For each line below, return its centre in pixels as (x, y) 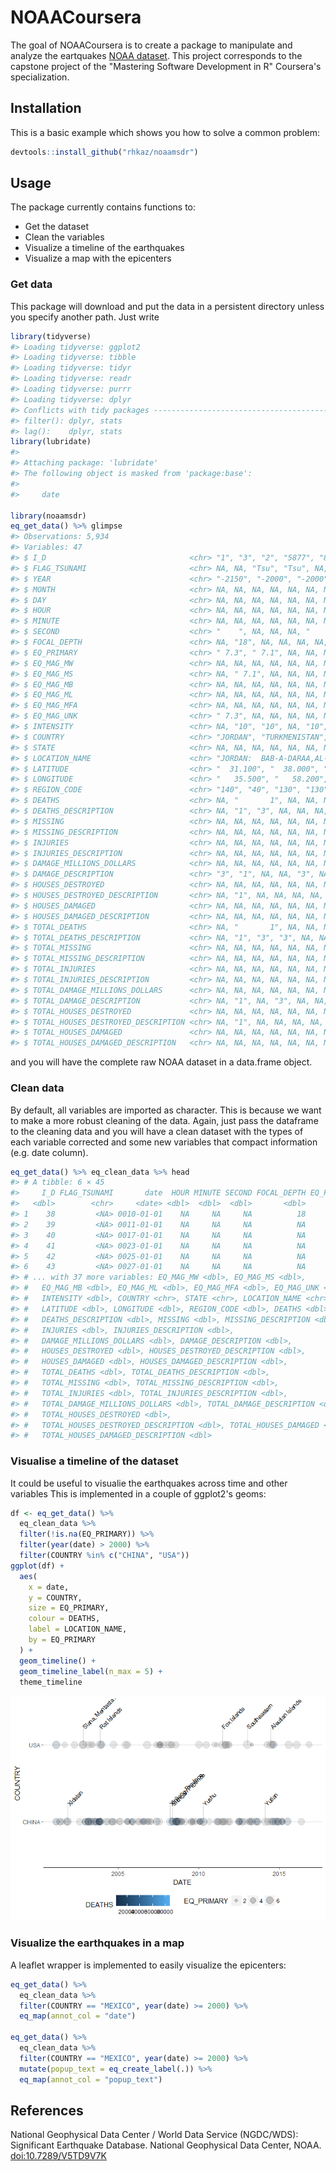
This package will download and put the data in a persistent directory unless (167, 306)
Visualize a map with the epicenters (98, 258)
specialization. (40, 77)
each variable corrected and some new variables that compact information (164, 1142)
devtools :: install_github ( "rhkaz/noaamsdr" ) (104, 152)
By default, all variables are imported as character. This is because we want (166, 1110)
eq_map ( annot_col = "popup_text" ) (91, 2079)
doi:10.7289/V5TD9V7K (58, 2156)
